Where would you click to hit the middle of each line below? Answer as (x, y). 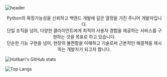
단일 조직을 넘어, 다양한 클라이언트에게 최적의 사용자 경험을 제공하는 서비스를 (82, 30)
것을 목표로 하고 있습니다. (91, 37)
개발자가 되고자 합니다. (89, 49)
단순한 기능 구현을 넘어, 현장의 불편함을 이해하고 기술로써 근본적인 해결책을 (80, 43)
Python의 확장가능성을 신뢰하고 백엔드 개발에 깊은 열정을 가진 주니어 (73, 18)
